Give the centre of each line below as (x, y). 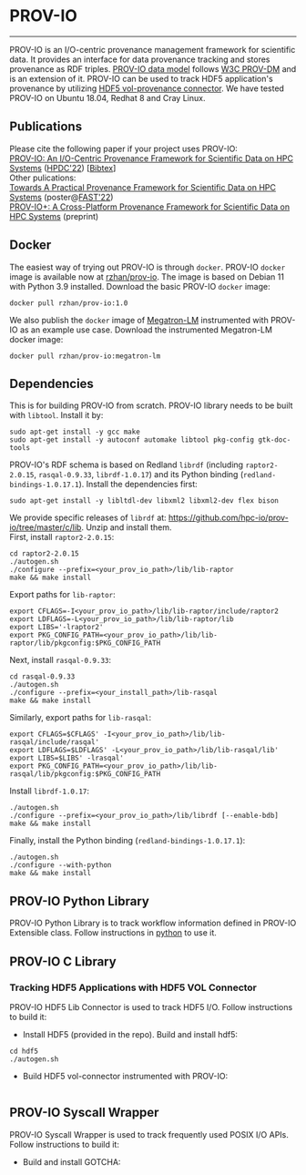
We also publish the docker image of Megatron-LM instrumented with (139, 320)
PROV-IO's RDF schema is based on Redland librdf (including (127, 465)
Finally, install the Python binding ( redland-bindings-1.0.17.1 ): (127, 841)
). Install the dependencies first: (138, 485)
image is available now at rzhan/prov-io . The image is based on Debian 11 (147, 276)
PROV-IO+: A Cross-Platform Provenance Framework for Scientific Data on (149, 207)
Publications (46, 127)
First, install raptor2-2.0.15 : (62, 537)
